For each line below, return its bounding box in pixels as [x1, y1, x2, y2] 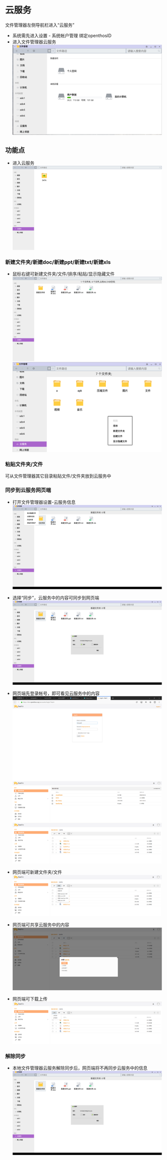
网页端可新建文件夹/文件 [12, 869, 62, 875]
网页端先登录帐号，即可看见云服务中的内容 [12, 690, 100, 696]
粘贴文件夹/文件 [5, 460, 43, 467]
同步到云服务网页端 [5, 487, 51, 494]
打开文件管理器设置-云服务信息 [12, 499, 76, 505]
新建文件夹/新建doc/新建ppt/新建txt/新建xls [5, 259, 111, 266]
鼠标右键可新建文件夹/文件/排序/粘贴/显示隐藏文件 [12, 271, 115, 277]
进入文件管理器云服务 [12, 38, 56, 45]
